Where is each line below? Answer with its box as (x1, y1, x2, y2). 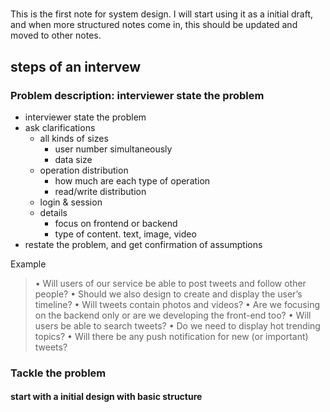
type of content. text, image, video (54, 228, 197, 240)
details (39, 206, 68, 218)
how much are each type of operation (54, 174, 211, 187)
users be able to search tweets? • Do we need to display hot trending (34, 319, 321, 332)
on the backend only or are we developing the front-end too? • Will (34, 309, 312, 321)
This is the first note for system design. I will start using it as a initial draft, (10, 8, 313, 20)
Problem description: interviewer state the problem (10, 88, 265, 102)
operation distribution (39, 164, 129, 176)
